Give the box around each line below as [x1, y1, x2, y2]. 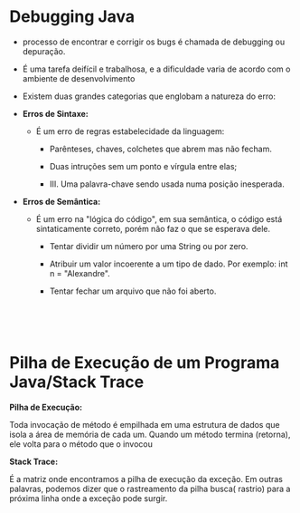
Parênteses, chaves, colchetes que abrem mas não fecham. [49, 143, 273, 154]
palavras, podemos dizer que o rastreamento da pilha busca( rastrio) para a [9, 483, 291, 494]
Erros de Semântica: [22, 196, 101, 207]
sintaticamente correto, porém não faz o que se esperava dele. [35, 223, 271, 234]
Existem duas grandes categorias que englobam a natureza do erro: [22, 91, 276, 102]
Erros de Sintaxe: [22, 108, 89, 119]
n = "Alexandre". [49, 267, 110, 278]
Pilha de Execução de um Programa [9, 353, 280, 373]
